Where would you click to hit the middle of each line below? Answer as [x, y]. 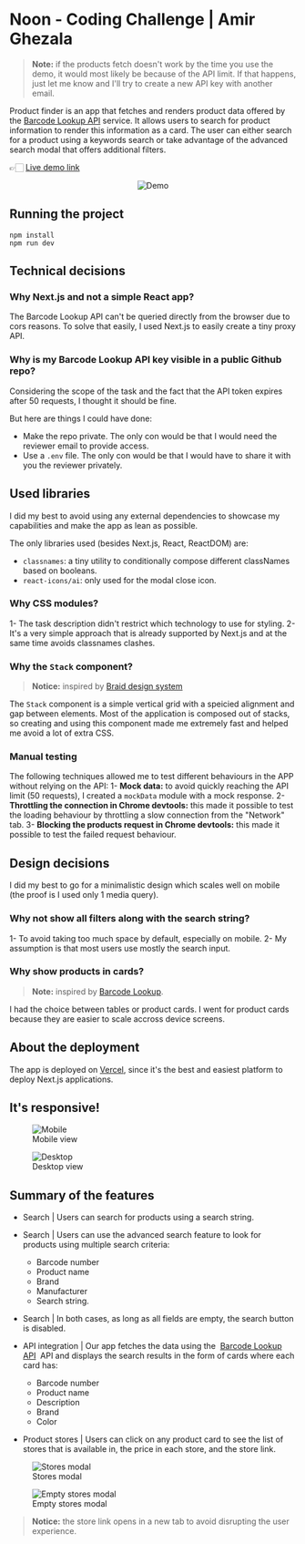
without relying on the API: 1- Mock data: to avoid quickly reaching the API [149, 786]
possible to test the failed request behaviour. [93, 835]
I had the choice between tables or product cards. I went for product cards [149, 1009]
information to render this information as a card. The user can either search [151, 130]
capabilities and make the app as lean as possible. [104, 525]
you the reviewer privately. [72, 465]
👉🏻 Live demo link [45, 167]
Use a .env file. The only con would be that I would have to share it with [157, 455]
